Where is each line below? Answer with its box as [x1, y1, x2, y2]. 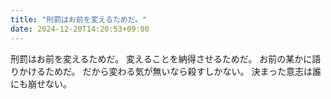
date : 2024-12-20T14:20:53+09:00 [10, 24, 150, 34]
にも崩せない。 [10, 77, 72, 90]
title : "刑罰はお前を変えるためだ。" [10, 14, 148, 25]
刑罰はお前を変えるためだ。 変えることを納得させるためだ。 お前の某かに [10, 52, 313, 65]
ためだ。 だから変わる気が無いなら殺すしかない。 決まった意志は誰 [44, 65, 322, 77]
